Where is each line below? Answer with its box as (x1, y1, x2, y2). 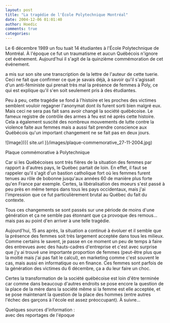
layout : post (5, 7, 33, 13)
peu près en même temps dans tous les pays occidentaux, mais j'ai (5, 186, 146, 192)
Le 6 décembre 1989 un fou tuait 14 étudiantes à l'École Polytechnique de (5, 45, 159, 51)
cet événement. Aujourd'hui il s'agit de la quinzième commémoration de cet (5, 56, 163, 62)
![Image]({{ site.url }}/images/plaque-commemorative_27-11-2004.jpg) (5, 139, 153, 145)
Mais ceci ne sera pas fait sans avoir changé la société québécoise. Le (5, 108, 153, 114)
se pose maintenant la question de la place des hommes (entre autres (5, 291, 151, 298)
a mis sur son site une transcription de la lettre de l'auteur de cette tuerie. (5, 71, 159, 77)
